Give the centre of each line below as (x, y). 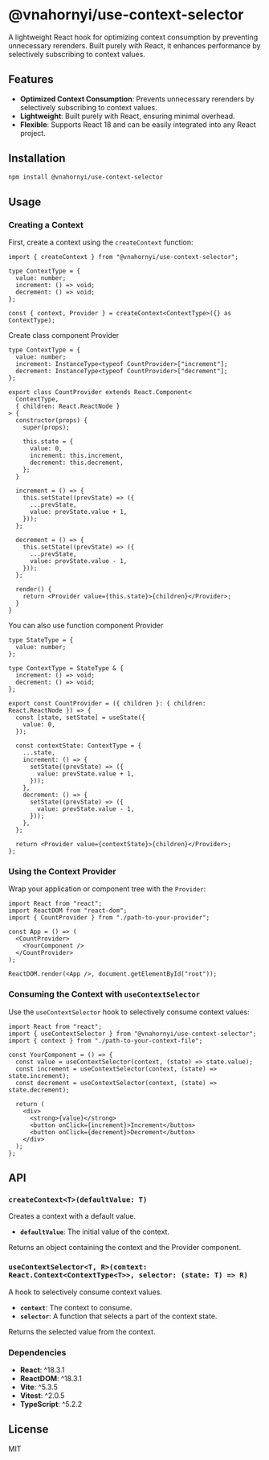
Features (31, 79)
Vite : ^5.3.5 (39, 1387)
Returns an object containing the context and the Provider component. (125, 1248)
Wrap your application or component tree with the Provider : (107, 889)
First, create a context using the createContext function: (101, 242)
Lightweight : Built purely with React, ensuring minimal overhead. (127, 116)
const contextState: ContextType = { (79, 746)
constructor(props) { (52, 421)
